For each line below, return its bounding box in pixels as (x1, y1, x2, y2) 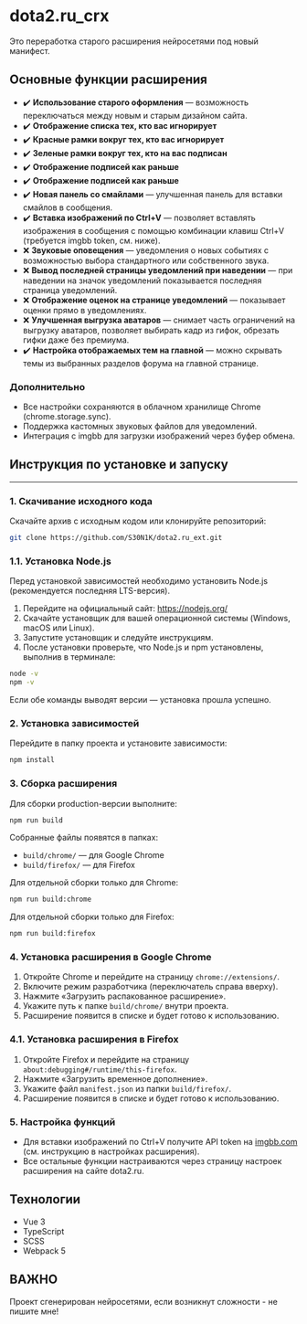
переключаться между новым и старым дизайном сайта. (22, 110, 249, 121)
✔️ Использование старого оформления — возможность (22, 97, 249, 108)
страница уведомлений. (22, 284, 118, 295)
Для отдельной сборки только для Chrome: (9, 877, 179, 888)
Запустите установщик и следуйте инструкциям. (22, 632, 214, 643)
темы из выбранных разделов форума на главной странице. (22, 357, 259, 368)
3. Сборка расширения (9, 778, 118, 790)
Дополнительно (9, 380, 85, 393)
